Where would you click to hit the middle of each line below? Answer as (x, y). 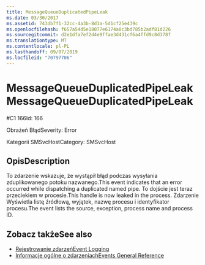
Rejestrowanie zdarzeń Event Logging (62, 249)
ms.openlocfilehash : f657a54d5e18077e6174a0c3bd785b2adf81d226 (89, 29)
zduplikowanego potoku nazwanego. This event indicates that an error (94, 182)
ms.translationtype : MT (37, 40)
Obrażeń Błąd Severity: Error (42, 130)
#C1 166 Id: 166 (25, 118)
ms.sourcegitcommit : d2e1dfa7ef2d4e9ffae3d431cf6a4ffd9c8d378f (89, 35)
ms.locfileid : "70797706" (39, 58)
